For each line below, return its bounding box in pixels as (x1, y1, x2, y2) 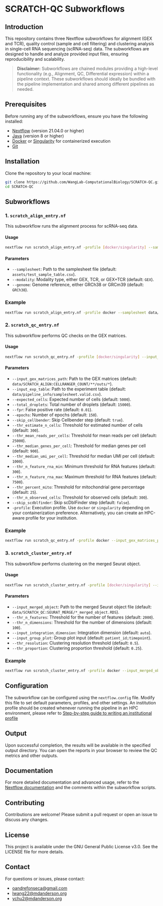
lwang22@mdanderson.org (12, 890, 67, 896)
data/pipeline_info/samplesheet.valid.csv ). (12, 391, 102, 397)
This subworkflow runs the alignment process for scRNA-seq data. (5, 223, 138, 229)
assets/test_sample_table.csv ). (12, 271, 76, 277)
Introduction (5, 23, 44, 31)
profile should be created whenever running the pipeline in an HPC (5, 705, 138, 711)
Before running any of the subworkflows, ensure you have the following (5, 113, 148, 119)
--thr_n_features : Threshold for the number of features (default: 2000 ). (12, 614, 154, 620)
